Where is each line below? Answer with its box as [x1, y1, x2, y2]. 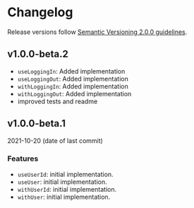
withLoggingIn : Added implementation [17, 82, 128, 91]
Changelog [7, 4, 73, 21]
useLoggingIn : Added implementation [17, 67, 126, 75]
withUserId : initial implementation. [17, 185, 117, 193]
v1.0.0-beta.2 [7, 48, 68, 60]
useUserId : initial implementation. [17, 170, 114, 178]
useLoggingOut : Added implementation [17, 74, 128, 83]
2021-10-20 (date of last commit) [7, 136, 104, 145]
